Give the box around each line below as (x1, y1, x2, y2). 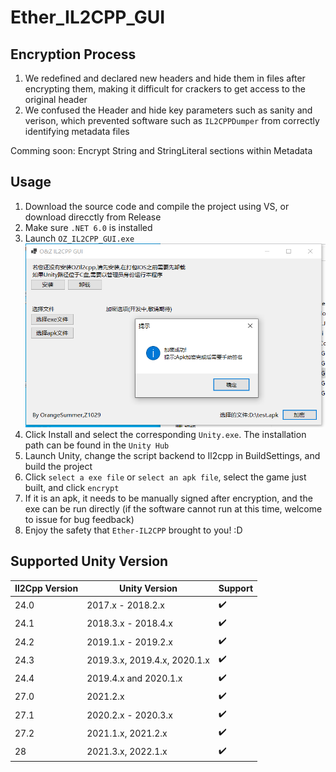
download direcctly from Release (24, 211, 162, 223)
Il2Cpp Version (14, 582, 79, 595)
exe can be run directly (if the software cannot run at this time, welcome (24, 502, 323, 515)
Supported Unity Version (10, 553, 169, 570)
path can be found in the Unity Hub (24, 439, 170, 451)
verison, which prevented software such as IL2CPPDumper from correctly (24, 115, 320, 126)
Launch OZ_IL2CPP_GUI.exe (24, 232, 135, 244)
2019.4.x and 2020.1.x (86, 672, 183, 685)
